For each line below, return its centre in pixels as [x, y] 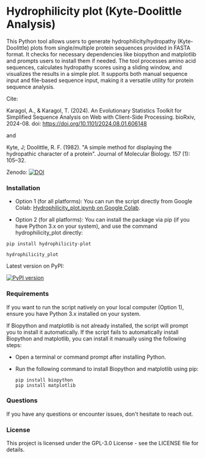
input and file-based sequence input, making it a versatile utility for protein [100, 80]
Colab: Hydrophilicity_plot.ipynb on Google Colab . [77, 208]
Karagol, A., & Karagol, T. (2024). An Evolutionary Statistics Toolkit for [94, 110]
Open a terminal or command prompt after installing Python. [91, 357]
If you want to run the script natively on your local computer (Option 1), [95, 307]
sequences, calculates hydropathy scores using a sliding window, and [94, 67]
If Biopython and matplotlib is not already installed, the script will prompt [97, 325]
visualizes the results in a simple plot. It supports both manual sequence [97, 73]
